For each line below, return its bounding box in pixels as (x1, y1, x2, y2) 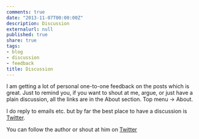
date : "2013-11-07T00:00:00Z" (6, 15, 84, 21)
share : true (6, 37, 37, 43)
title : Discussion (6, 66, 53, 72)
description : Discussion (6, 20, 70, 26)
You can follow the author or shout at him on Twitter (6, 126, 138, 133)
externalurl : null (6, 26, 53, 32)
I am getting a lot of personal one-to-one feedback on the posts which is (6, 83, 190, 90)
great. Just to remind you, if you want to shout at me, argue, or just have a (6, 89, 193, 97)
